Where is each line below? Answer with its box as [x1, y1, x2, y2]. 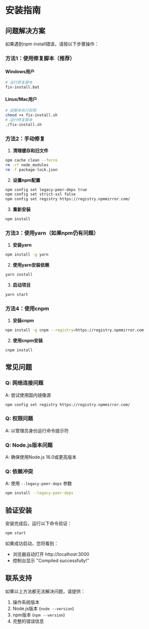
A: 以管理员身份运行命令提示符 [5, 427, 69, 433]
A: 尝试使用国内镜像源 [5, 392, 51, 398]
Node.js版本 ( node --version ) [12, 605, 74, 611]
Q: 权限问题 [5, 415, 33, 422]
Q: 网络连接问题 [5, 380, 44, 387]
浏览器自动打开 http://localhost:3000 [12, 551, 90, 557]
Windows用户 [5, 68, 34, 74]
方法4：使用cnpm [5, 305, 49, 312]
